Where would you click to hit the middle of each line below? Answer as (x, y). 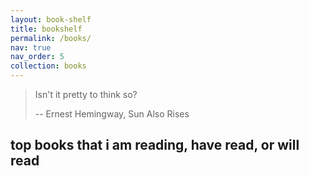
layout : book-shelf (51, 19)
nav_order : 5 (37, 57)
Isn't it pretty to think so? (86, 94)
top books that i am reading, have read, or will (155, 145)
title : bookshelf (46, 29)
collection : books (48, 66)
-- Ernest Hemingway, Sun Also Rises (112, 114)
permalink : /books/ (51, 38)
